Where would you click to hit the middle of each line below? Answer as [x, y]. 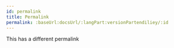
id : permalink [24, 11]
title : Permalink [28, 17]
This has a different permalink [42, 39]
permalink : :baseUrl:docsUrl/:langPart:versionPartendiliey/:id [87, 22]
